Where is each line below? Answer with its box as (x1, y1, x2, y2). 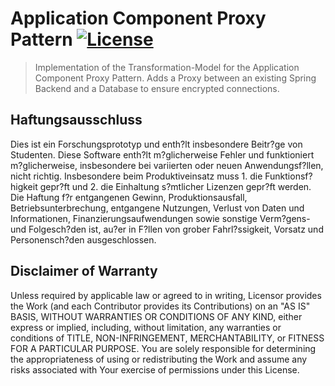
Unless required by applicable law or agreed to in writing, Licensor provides (10, 289, 322, 301)
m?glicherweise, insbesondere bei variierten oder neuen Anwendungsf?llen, (10, 159, 324, 171)
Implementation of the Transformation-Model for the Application (34, 61, 300, 73)
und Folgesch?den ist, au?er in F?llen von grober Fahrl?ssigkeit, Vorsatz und (10, 223, 324, 235)
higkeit (10, 180, 38, 192)
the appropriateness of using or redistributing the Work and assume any (10, 353, 308, 365)
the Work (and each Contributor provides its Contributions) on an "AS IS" (10, 300, 311, 312)
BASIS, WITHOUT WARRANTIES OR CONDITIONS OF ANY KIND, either (10, 310, 303, 322)
